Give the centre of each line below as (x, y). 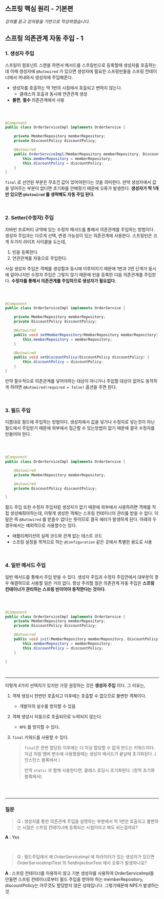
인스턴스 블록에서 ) (42, 760)
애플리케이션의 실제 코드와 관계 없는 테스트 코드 (57, 536)
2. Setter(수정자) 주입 (30, 218)
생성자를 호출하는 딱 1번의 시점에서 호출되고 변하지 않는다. (67, 87)
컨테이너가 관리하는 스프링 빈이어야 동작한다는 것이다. (56, 589)
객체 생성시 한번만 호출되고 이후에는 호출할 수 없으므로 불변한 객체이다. (79, 696)
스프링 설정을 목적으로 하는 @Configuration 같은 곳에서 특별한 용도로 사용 (82, 542)
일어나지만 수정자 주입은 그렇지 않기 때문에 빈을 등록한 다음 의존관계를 (76, 275)
